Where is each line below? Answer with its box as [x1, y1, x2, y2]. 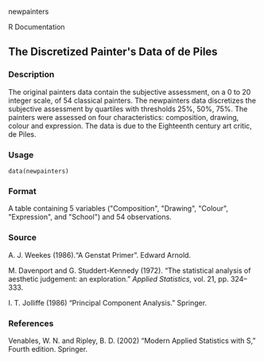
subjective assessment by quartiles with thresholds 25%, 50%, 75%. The [8, 103, 248, 114]
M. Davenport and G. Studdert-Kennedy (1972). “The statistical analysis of [8, 266, 251, 275]
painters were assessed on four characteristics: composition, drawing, [8, 112, 239, 122]
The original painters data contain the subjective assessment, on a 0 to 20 [8, 87, 251, 96]
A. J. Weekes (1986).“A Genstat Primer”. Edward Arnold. [8, 250, 192, 259]
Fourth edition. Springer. [8, 344, 88, 353]
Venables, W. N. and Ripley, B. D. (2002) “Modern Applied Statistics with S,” [8, 336, 256, 345]
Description [8, 69, 55, 80]
